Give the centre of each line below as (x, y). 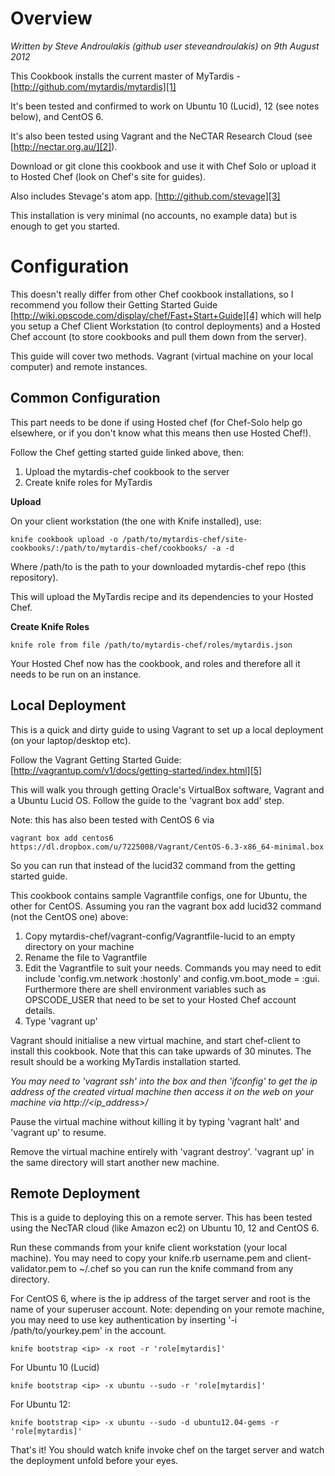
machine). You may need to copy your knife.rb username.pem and (146, 1258)
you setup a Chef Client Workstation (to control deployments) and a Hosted (165, 326)
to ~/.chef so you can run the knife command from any (181, 1269)
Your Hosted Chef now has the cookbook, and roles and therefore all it (155, 663)
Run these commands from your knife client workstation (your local (149, 1248)
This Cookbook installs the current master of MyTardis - (125, 76)
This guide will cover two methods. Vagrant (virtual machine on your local (162, 356)
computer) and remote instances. (79, 366)
